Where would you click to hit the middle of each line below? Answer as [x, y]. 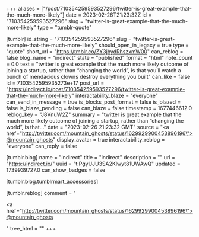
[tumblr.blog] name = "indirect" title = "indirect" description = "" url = [91, 157]
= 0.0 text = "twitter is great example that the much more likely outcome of [97, 64]
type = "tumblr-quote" [65, 27]
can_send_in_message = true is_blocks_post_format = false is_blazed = [94, 102]
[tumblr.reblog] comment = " [41, 193]
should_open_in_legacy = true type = [143, 45]
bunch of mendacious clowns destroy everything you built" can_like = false [98, 77]
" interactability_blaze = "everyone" [115, 95]
